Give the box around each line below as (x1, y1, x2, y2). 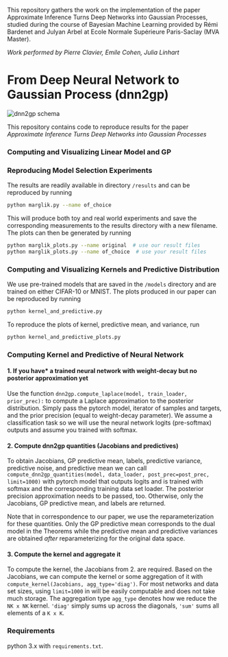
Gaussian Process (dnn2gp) (7, 87, 169, 102)
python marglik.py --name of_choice (7, 202, 112, 208)
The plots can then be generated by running (7, 229, 131, 237)
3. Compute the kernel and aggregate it (7, 550, 121, 558)
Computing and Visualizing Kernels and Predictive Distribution (7, 264, 220, 274)
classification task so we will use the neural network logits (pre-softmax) (7, 418, 212, 427)
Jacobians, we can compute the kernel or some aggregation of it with (7, 573, 203, 581)
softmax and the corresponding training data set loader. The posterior (7, 485, 204, 493)
